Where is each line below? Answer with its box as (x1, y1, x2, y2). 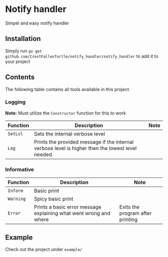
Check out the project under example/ (5, 246, 82, 252)
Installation (5, 34, 41, 43)
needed (34, 151, 52, 158)
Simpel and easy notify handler (5, 20, 69, 26)
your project (5, 58, 30, 64)
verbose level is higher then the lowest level (34, 144, 136, 151)
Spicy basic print (34, 195, 73, 202)
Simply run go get (5, 47, 42, 53)
